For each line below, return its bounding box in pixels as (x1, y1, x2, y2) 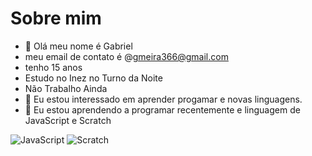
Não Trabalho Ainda (24, 82, 108, 94)
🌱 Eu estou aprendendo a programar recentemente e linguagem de (24, 103, 301, 116)
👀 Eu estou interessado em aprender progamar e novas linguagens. (24, 93, 303, 105)
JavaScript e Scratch (24, 114, 112, 126)
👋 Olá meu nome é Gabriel (24, 40, 133, 52)
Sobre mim (10, 7, 102, 30)
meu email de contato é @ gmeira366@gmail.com (24, 50, 229, 62)
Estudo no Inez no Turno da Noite (24, 72, 163, 84)
